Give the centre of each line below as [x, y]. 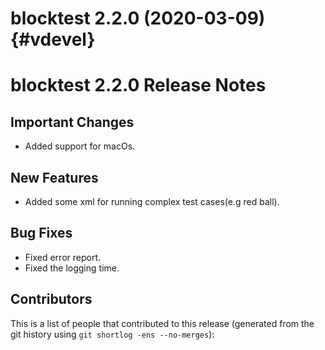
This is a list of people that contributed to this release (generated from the [162, 323]
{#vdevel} [53, 39]
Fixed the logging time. [72, 268]
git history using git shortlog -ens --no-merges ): [112, 334]
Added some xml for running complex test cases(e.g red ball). [152, 201]
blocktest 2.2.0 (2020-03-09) [138, 18]
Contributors [51, 299]
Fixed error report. [63, 257]
